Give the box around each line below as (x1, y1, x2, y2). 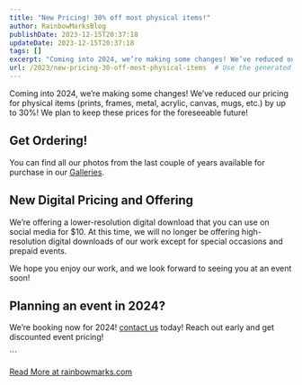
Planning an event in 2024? (9, 298, 166, 313)
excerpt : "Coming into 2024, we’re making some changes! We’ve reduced (9, 55, 283, 64)
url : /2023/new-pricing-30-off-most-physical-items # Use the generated (9, 64, 292, 73)
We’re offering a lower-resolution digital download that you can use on (9, 217, 270, 228)
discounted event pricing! (9, 332, 104, 343)
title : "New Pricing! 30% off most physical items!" (9, 13, 211, 22)
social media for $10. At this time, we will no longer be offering (9, 226, 240, 237)
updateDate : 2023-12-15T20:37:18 (9, 38, 135, 48)
